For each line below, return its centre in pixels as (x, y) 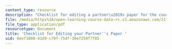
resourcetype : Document (31, 29)
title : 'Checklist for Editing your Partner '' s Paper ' (66, 34)
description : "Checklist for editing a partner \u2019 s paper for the (81, 15)
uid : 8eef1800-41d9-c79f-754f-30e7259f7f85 (52, 39)
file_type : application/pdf (35, 24)
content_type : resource (31, 10)
